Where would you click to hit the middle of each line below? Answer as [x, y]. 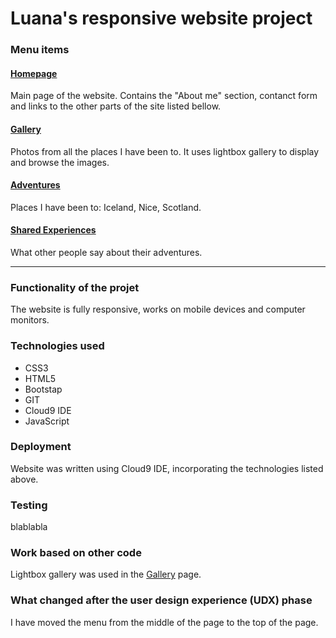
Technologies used [57, 346]
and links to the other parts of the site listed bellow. [116, 106]
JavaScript [47, 421]
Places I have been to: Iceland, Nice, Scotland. [106, 207]
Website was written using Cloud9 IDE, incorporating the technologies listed [167, 468]
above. [24, 479]
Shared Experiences [53, 230]
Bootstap [43, 389]
